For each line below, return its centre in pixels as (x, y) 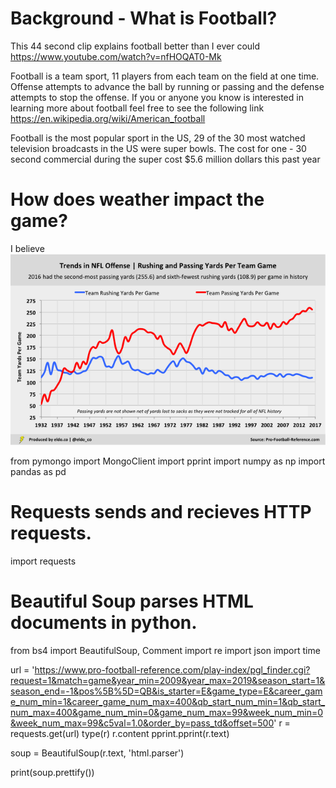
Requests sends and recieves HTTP (161, 512)
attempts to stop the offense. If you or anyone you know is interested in (157, 97)
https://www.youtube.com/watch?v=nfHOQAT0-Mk (116, 56)
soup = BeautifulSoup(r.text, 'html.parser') (97, 753)
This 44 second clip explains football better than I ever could (135, 46)
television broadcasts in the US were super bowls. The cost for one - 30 (158, 148)
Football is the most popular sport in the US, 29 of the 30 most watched (158, 138)
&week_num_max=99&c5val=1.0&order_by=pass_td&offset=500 (142, 723)
